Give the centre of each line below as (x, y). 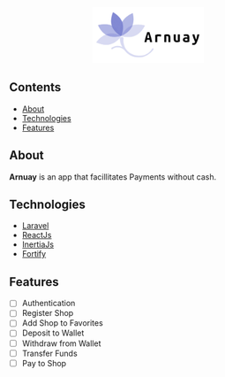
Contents (35, 87)
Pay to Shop (44, 363)
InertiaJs (38, 244)
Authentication (49, 304)
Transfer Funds (49, 353)
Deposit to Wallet (53, 333)
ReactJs (37, 235)
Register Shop (48, 313)
